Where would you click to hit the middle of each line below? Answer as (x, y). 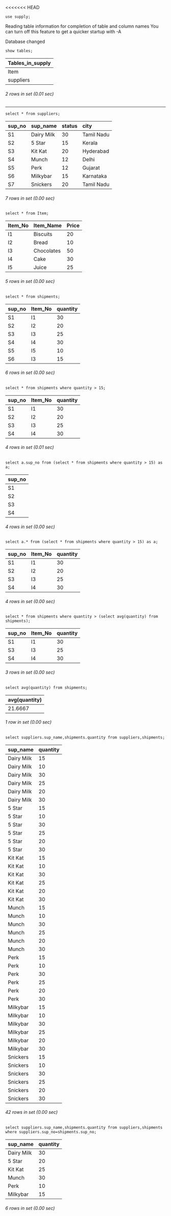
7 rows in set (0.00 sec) (30, 198)
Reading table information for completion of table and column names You (82, 26)
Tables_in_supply (29, 63)
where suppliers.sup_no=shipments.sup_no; (51, 1132)
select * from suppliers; (33, 114)
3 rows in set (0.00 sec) (30, 672)
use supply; (18, 17)
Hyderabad (96, 151)
